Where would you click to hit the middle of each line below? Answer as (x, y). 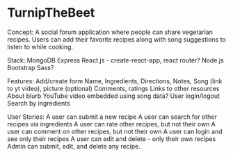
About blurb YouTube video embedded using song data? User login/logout (114, 96)
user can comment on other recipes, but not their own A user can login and (115, 131)
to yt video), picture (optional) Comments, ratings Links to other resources (113, 88)
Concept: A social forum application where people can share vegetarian (110, 32)
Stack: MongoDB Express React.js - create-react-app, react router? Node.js (115, 60)
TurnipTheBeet (51, 13)
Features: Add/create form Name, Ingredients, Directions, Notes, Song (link (115, 81)
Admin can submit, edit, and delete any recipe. (74, 146)
